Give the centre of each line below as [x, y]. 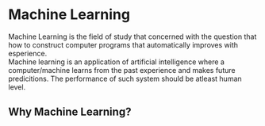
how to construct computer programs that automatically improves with [123, 44]
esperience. [28, 53]
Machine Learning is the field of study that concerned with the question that [132, 36]
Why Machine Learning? [70, 112]
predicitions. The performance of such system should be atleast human [125, 78]
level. [17, 87]
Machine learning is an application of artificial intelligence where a [116, 62]
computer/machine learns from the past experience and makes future [122, 70]
